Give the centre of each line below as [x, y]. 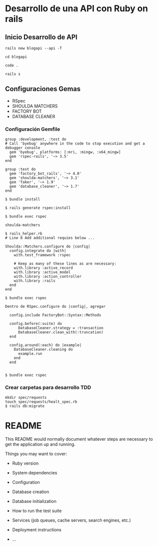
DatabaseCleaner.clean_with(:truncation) [61, 332]
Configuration [26, 482]
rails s [13, 74]
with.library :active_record [43, 268]
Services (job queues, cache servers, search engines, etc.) [71, 521]
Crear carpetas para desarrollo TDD [48, 388]
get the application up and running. [40, 445]
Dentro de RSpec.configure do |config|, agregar [55, 307]
